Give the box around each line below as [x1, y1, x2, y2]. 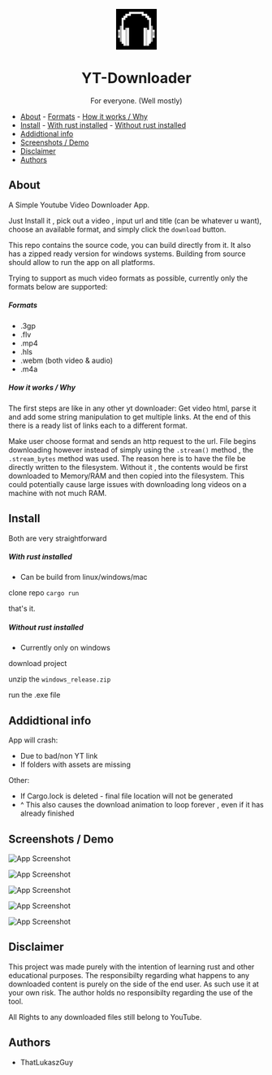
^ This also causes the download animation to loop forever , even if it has [19, 800, 264, 810]
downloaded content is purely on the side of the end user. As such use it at [8, 979, 260, 989]
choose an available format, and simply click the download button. [8, 224, 227, 234]
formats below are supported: [8, 281, 108, 291]
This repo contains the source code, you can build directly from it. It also [8, 240, 252, 250]
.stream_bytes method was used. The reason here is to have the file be [8, 453, 246, 464]
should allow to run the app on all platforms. [8, 257, 156, 267]
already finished [19, 808, 75, 818]
